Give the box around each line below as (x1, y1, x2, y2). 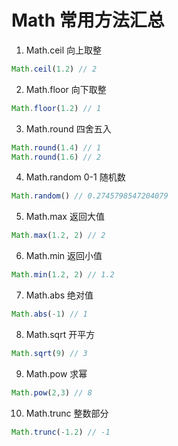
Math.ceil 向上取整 (25, 44, 103, 56)
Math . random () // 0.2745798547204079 (11, 191, 169, 201)
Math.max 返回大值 (25, 211, 105, 223)
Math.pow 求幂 (25, 367, 88, 380)
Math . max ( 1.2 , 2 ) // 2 (11, 231, 106, 241)
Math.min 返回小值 (25, 250, 103, 262)
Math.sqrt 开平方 (25, 328, 96, 340)
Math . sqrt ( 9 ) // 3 (11, 348, 88, 358)
